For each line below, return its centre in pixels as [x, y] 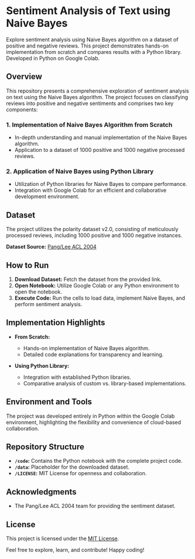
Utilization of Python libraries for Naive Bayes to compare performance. [101, 184]
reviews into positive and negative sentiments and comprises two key [90, 103]
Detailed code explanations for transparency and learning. [93, 354]
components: [22, 109]
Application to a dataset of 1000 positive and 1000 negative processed [100, 150]
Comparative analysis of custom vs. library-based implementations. [105, 383]
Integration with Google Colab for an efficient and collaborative [90, 190]
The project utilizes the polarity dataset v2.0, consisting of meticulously [92, 229]
